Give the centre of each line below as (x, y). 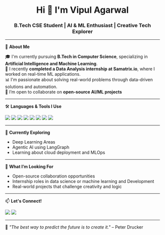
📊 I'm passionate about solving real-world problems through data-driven (79, 80)
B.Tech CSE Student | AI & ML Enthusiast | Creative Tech (82, 26)
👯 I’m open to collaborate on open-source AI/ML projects (64, 92)
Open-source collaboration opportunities (54, 176)
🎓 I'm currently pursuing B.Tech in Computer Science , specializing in (77, 57)
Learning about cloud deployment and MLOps (59, 152)
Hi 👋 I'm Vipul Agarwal (82, 10)
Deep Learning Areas (34, 142)
